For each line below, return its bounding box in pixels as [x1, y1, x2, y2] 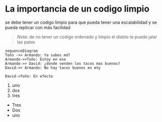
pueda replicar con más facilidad [5, 24, 71, 30]
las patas [16, 39, 35, 45]
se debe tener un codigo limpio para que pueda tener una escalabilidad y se [5, 19, 157, 25]
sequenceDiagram [5, 48, 38, 53]
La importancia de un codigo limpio [5, 3, 149, 15]
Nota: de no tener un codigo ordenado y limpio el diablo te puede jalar [16, 34, 158, 40]
